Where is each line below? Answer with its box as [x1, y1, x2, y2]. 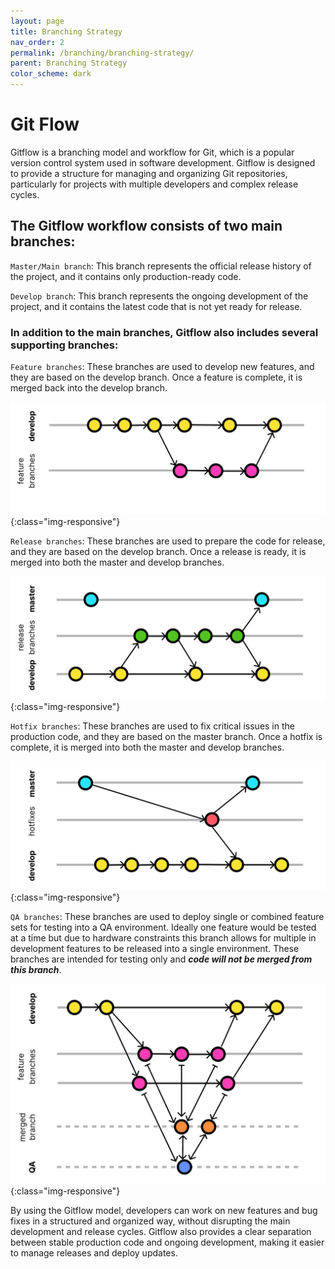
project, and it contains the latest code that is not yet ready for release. [10, 300, 303, 312]
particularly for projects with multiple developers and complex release [10, 178, 299, 190]
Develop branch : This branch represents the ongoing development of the [10, 290, 309, 302]
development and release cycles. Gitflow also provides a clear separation [10, 1226, 312, 1238]
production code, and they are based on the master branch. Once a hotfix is [10, 730, 323, 742]
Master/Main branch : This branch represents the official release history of [10, 260, 312, 272]
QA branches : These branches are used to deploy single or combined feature [10, 911, 325, 923]
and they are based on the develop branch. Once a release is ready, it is [10, 545, 307, 557]
